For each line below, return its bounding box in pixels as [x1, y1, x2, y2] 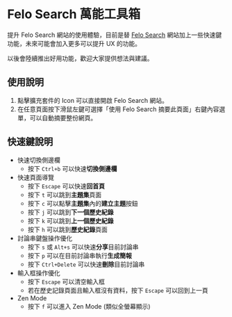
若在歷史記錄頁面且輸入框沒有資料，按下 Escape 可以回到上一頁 [27, 286, 208, 294]
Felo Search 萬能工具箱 [7, 6, 141, 22]
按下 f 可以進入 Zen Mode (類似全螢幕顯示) [27, 302, 151, 310]
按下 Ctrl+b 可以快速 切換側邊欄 [27, 164, 117, 172]
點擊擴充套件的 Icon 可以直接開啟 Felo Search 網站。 [17, 96, 169, 104]
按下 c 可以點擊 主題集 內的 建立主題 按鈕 [27, 199, 138, 207]
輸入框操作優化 [17, 268, 60, 277]
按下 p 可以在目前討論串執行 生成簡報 [27, 251, 132, 259]
